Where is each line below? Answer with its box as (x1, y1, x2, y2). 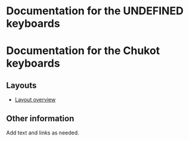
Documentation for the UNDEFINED (6, 4, 184, 18)
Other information (6, 113, 75, 123)
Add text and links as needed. (6, 129, 79, 136)
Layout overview (14, 96, 56, 104)
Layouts (6, 80, 37, 90)
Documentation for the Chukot (6, 44, 160, 58)
